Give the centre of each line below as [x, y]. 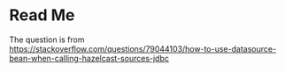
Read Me [42, 15]
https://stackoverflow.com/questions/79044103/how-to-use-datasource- [143, 48]
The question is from [47, 40]
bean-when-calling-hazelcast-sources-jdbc [89, 58]
